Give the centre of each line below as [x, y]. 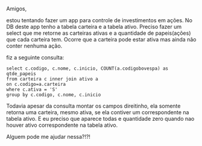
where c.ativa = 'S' [32, 90]
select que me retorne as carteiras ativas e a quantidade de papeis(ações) [99, 33]
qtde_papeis [21, 74]
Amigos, [17, 9]
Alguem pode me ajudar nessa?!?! [48, 137]
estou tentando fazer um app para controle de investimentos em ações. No [99, 20]
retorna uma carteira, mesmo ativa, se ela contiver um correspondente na [98, 112]
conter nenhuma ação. [34, 46]
